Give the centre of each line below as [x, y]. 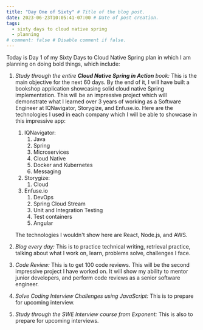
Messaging [47, 171]
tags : [13, 23]
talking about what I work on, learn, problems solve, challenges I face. [103, 253]
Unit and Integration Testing [68, 210]
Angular [43, 223]
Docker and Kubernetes [63, 165]
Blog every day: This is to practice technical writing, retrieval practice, [103, 246]
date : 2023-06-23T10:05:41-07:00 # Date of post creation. [83, 18]
